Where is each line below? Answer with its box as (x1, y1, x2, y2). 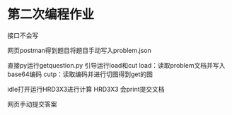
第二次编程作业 (7, 6, 95, 23)
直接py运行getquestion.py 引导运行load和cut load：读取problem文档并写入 (7, 61, 226, 69)
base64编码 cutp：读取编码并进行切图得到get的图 (7, 70, 153, 78)
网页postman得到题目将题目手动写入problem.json (7, 46, 152, 54)
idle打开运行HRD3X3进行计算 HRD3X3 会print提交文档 (7, 85, 165, 93)
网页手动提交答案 (7, 99, 57, 108)
